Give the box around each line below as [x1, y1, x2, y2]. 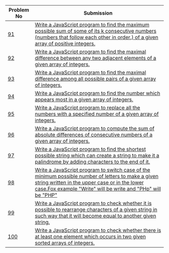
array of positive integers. [35, 40, 96, 47]
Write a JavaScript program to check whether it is [35, 200, 152, 207]
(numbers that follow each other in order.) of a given [35, 34, 158, 41]
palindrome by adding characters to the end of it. [35, 158, 150, 165]
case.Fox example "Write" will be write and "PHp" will [35, 186, 161, 192]
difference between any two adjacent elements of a [35, 55, 156, 61]
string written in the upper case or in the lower [35, 179, 144, 186]
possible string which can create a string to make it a [35, 152, 159, 159]
